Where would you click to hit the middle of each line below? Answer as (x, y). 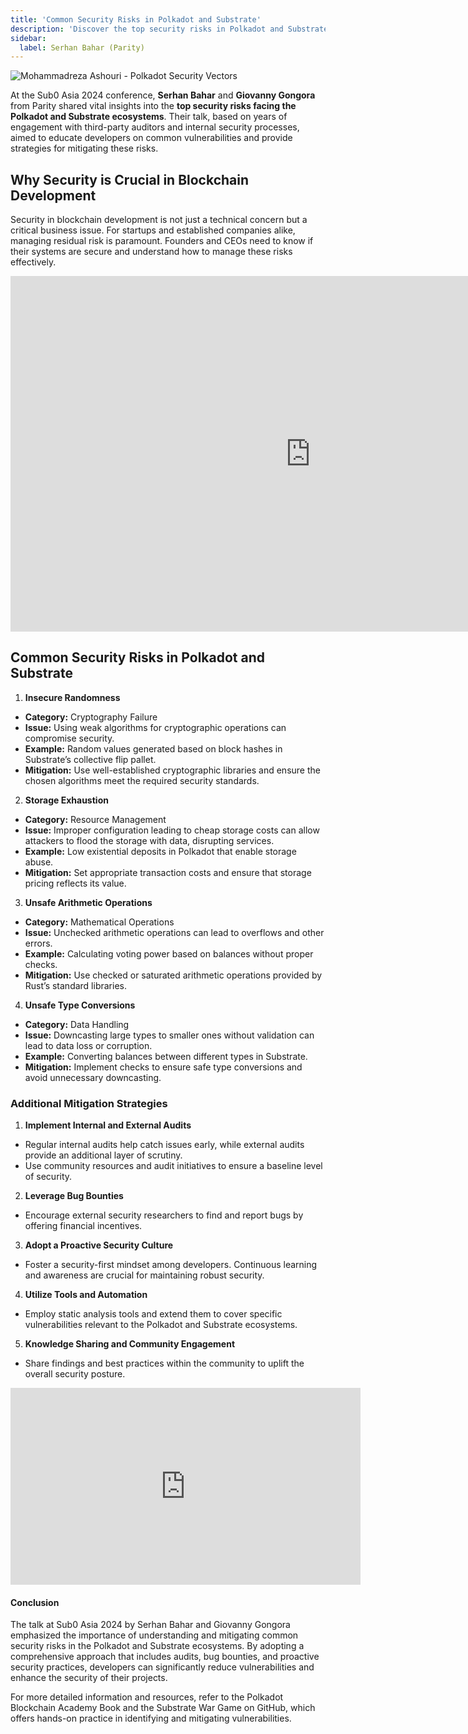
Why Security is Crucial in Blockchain (130, 179)
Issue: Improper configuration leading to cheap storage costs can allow (172, 830)
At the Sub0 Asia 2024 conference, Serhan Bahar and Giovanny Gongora (163, 95)
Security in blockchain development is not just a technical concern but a (159, 220)
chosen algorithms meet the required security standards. (142, 780)
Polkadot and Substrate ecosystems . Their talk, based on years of (149, 117)
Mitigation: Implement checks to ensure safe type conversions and (163, 1067)
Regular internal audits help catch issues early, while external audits (164, 1145)
